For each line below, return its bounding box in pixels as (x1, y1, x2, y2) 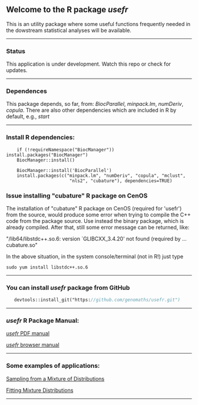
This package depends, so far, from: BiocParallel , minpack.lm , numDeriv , (6, 101, 184, 108)
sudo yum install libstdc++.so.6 (6, 264, 88, 270)
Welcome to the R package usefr (6, 5, 128, 15)
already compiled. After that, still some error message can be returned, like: (6, 224, 190, 231)
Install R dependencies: (6, 133, 75, 141)
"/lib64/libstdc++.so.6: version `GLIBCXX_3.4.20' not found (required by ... (6, 235, 187, 242)
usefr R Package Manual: (6, 316, 80, 325)
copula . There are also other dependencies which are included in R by (6, 106, 177, 114)
